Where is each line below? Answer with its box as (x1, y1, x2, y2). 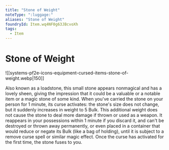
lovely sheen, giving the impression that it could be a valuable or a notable (5, 90, 161, 97)
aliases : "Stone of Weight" (5, 17, 65, 22)
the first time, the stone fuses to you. (5, 139, 83, 145)
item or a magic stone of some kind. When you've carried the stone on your (5, 96, 163, 102)
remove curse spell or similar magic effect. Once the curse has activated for (5, 133, 164, 140)
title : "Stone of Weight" (5, 7, 60, 13)
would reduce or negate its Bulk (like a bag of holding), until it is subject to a (5, 128, 164, 134)
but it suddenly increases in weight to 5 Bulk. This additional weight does (5, 106, 158, 112)
